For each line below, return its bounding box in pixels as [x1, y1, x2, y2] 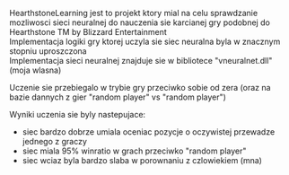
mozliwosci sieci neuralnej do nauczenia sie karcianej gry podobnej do [9, 17, 271, 28]
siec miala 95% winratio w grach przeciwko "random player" [22, 145, 247, 156]
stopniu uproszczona [9, 46, 87, 57]
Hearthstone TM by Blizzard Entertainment [9, 27, 168, 37]
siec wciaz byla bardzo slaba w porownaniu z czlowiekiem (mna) [22, 155, 263, 165]
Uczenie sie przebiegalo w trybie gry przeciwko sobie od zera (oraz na [9, 83, 271, 92]
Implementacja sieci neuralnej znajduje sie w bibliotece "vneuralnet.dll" [9, 56, 273, 66]
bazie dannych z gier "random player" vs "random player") [9, 92, 227, 102]
